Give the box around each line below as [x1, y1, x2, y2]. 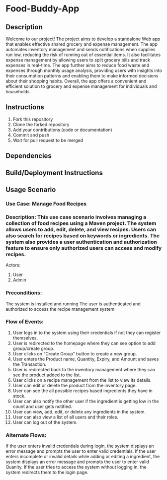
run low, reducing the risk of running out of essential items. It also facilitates [5, 52, 161, 58]
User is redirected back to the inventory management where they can [12, 366, 156, 372]
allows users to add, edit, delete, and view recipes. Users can [5, 226, 157, 233]
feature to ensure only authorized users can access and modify [5, 244, 162, 251]
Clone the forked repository [12, 121, 70, 127]
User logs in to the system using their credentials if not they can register [12, 330, 161, 336]
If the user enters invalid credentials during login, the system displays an [5, 443, 154, 449]
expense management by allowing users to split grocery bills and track [5, 57, 151, 63]
